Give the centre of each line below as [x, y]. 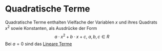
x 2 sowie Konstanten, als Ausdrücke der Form [51, 27]
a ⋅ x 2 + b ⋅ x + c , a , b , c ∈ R [82, 36]
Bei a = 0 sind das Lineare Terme [39, 44]
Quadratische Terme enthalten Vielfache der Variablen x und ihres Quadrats [81, 22]
